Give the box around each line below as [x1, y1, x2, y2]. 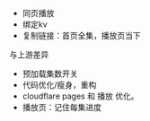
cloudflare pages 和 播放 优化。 [22, 91, 139, 101]
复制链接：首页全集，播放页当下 [22, 30, 141, 40]
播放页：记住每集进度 [22, 102, 101, 112]
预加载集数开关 [22, 68, 78, 79]
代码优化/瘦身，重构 [22, 80, 97, 90]
